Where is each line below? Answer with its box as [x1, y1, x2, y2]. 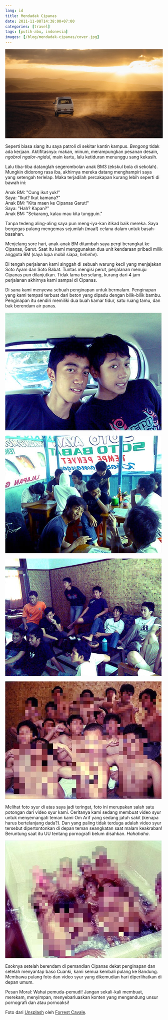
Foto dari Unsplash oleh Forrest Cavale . [5, 1009, 86, 1015]
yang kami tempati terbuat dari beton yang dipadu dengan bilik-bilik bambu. [5, 292, 161, 298]
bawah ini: [5, 180, 26, 186]
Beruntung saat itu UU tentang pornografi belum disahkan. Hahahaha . [5, 830, 150, 836]
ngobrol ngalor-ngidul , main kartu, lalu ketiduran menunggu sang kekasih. [5, 153, 157, 160]
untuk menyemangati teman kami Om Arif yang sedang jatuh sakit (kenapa [5, 814, 159, 820]
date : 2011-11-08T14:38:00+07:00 [5, 19, 75, 24]
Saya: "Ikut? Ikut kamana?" [5, 195, 60, 201]
